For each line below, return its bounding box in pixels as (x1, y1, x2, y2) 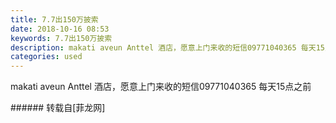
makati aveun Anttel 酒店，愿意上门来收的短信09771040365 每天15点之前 (10, 81, 312, 93)
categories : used (10, 52, 83, 62)
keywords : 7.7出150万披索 (10, 33, 113, 43)
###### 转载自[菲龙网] (10, 102, 106, 114)
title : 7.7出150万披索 (10, 14, 99, 25)
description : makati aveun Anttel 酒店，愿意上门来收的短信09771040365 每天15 (10, 42, 325, 53)
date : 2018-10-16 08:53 (10, 24, 110, 34)
